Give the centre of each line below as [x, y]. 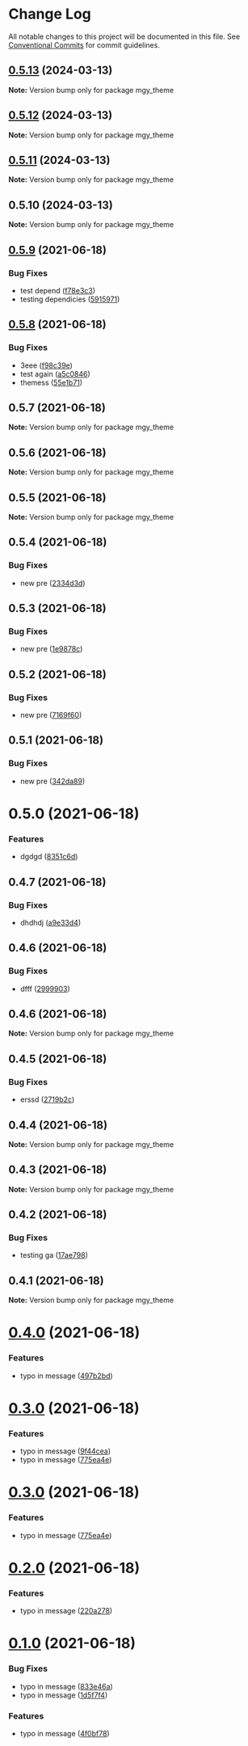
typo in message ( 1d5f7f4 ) [64, 1695]
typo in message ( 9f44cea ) [65, 1451]
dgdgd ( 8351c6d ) [49, 857]
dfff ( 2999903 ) [45, 989]
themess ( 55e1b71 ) [51, 382]
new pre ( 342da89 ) [53, 781]
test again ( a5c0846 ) [55, 373]
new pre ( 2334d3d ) [53, 583]
